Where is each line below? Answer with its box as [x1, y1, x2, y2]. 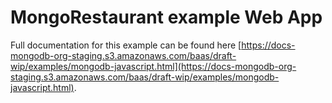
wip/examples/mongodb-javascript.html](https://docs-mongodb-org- [10, 60, 297, 72]
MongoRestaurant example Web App [10, 6, 323, 29]
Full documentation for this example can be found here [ [10, 39, 242, 51]
